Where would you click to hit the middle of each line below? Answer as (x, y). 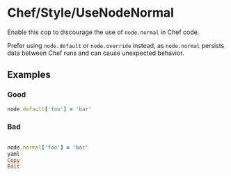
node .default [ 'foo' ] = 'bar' (49, 109)
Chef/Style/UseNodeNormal (90, 13)
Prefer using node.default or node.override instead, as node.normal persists (116, 45)
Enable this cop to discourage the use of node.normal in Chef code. (103, 32)
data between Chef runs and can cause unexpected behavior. (96, 53)
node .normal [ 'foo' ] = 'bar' (48, 147)
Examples (29, 75)
